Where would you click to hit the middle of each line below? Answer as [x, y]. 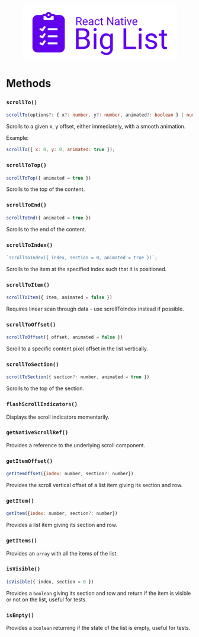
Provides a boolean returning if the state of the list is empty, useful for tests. [98, 627]
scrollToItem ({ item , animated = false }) [59, 298]
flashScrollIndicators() [42, 404]
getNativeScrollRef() [37, 433]
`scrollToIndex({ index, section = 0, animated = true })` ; [82, 258]
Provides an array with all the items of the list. [62, 553]
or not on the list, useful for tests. [46, 600]
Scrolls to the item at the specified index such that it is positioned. [86, 269]
